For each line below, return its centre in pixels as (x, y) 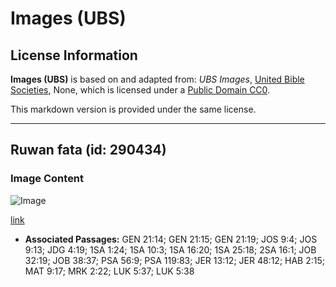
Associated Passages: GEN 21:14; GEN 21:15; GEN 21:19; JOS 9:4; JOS (171, 239)
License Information (74, 55)
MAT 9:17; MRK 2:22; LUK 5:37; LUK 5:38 (109, 271)
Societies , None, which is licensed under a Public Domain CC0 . (140, 90)
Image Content (47, 179)
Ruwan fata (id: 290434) (88, 150)
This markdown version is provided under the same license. (133, 109)
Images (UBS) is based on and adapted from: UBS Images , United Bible (157, 79)
